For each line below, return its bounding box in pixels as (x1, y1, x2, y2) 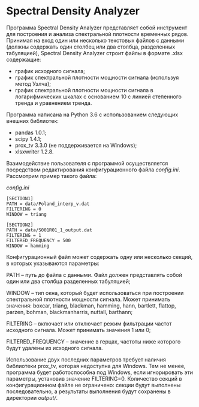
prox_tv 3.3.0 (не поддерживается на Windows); (14, 141, 137, 149)
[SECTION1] (6, 195, 34, 201)
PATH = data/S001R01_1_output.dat (6, 227, 93, 233)
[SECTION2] (6, 222, 34, 228)
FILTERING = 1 (6, 232, 42, 238)
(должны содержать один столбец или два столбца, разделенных (6, 43, 176, 50)
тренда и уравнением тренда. (14, 99, 92, 106)
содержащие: (6, 56, 41, 63)
